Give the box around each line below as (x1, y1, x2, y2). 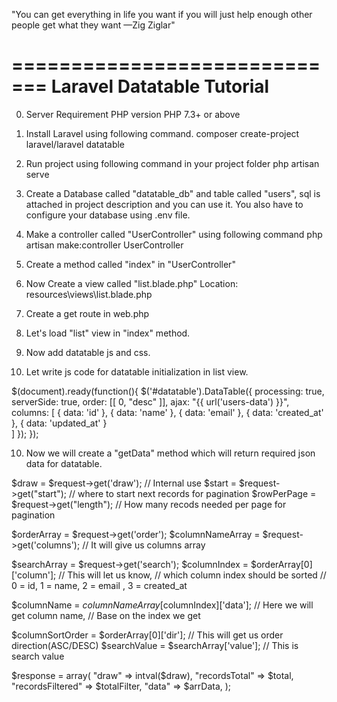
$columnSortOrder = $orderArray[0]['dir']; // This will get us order (11, 629, 284, 641)
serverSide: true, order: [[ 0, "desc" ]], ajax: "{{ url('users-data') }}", (11, 395, 290, 408)
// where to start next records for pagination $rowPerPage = (68, 487, 317, 499)
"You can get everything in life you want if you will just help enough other (11, 9, 313, 20)
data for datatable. (25, 457, 103, 469)
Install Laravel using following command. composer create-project (25, 127, 300, 139)
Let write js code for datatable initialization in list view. (25, 365, 249, 378)
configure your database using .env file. (25, 209, 191, 221)
